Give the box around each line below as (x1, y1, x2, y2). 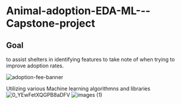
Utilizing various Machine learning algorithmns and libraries (6, 85, 150, 92)
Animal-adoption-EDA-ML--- (6, 4, 151, 18)
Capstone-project (6, 17, 96, 30)
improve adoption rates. (6, 62, 64, 69)
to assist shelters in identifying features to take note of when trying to (6, 56, 175, 63)
